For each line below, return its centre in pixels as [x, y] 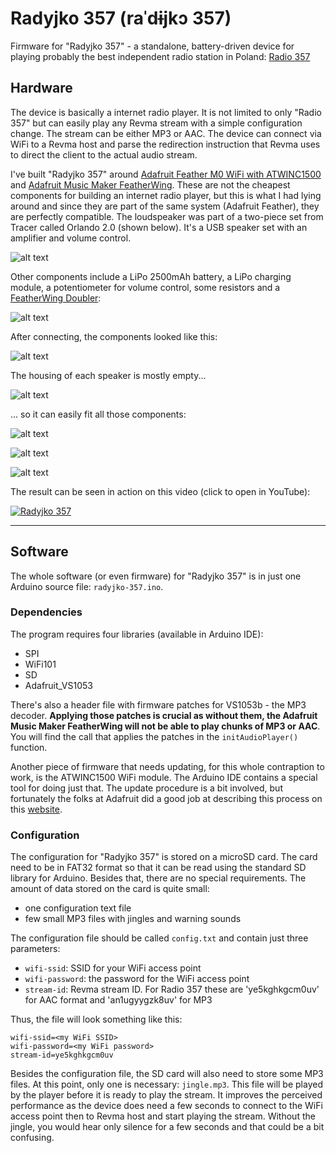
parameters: [35, 949]
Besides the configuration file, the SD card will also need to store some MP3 [167, 1074]
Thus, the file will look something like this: [96, 1019]
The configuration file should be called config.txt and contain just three [159, 938]
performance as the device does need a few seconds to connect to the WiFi [166, 1106]
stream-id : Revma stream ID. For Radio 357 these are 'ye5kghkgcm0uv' [172, 989]
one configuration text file [78, 908]
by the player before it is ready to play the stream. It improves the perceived [166, 1095]
